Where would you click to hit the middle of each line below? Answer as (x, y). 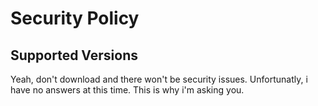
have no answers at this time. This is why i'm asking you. (127, 90)
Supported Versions (74, 55)
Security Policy (75, 18)
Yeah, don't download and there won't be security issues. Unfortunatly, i (159, 79)
